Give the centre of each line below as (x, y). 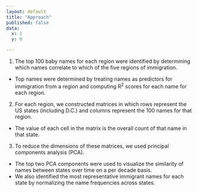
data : (13, 28)
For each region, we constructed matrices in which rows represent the (101, 104)
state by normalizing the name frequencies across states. (85, 183)
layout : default (26, 12)
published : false (28, 23)
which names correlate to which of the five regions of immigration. (96, 68)
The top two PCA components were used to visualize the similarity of (99, 164)
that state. (27, 135)
